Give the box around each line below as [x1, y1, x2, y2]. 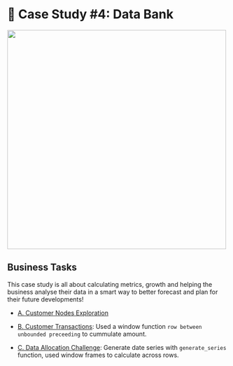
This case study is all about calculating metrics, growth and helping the [7, 280, 213, 288]
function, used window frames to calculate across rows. [17, 351, 180, 359]
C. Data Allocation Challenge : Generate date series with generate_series [17, 343, 227, 351]
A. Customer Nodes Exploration [17, 309, 108, 317]
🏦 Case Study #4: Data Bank [7, 6, 174, 22]
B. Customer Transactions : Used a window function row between [17, 322, 202, 330]
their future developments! [7, 294, 84, 304]
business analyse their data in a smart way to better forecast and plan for [7, 287, 218, 296]
